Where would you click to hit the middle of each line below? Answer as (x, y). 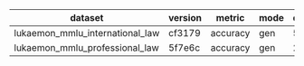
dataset (87, 18)
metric (230, 18)
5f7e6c (185, 47)
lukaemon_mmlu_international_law (87, 33)
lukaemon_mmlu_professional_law (87, 47)
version (185, 18)
